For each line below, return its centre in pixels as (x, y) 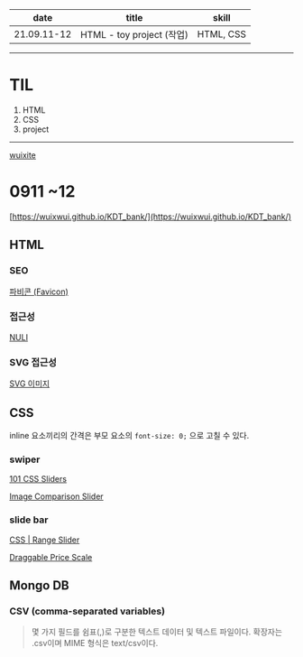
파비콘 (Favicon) (39, 291)
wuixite (23, 155)
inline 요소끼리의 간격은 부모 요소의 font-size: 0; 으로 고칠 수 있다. (129, 435)
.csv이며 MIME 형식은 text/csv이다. (95, 643)
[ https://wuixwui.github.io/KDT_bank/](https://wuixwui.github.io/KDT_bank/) (150, 217)
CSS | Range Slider (45, 540)
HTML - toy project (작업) (134, 35)
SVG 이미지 (30, 384)
